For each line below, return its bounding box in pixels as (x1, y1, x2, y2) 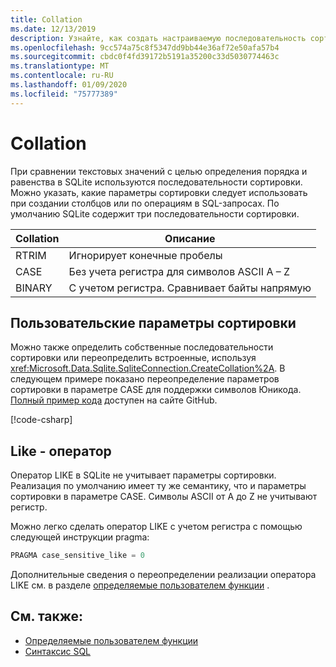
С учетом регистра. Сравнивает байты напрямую (68, 281, 312, 295)
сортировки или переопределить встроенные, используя (10, 352, 257, 364)
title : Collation (10, 14, 83, 25)
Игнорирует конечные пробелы (68, 248, 223, 262)
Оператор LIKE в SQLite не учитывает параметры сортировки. (10, 469, 277, 481)
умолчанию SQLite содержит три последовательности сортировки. (10, 207, 300, 220)
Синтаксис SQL (24, 645, 92, 657)
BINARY (15, 281, 53, 295)
